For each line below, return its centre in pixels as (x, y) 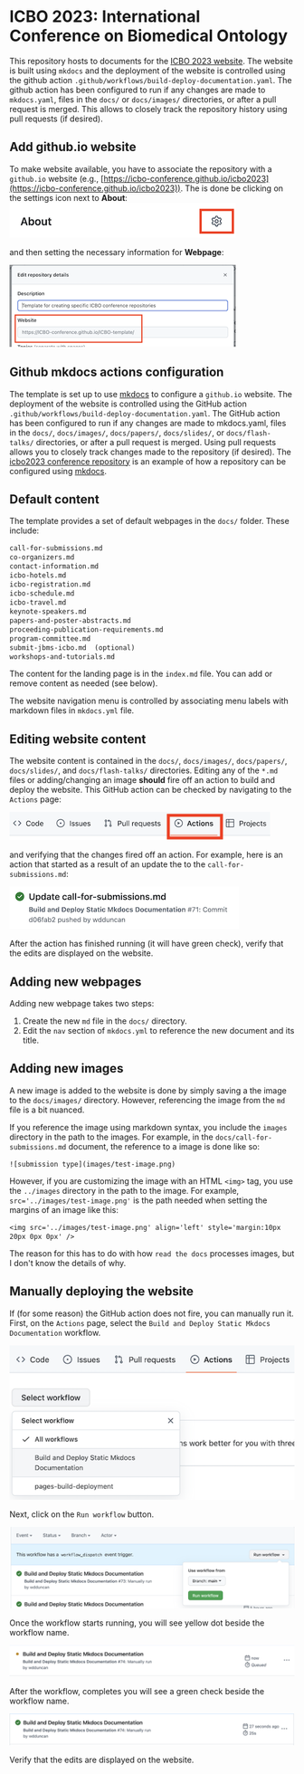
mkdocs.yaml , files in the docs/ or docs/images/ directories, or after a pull (143, 99)
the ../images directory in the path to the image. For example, (124, 1190)
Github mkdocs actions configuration (117, 372)
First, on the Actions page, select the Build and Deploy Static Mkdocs (140, 1322)
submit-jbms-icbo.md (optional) (72, 648)
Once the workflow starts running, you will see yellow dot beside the (137, 1623)
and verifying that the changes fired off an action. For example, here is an (146, 855)
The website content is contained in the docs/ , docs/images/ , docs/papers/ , (148, 761)
